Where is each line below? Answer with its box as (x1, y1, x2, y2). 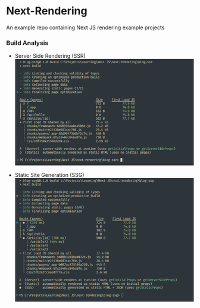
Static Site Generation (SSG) (14, 172, 85, 179)
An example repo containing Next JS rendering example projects (6, 24, 165, 31)
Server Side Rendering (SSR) (14, 52, 86, 60)
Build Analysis (6, 39, 49, 47)
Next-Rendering (6, 4, 87, 18)
